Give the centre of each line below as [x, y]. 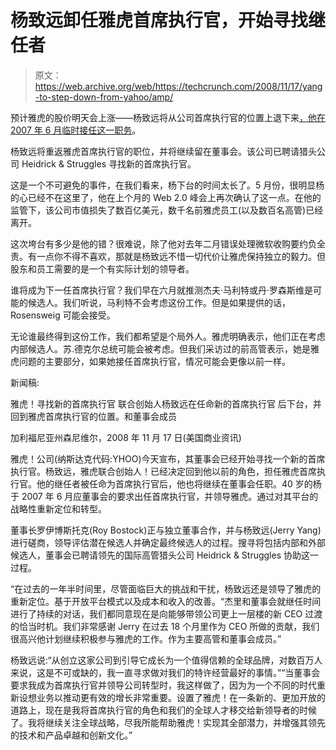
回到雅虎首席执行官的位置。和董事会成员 [93, 416]
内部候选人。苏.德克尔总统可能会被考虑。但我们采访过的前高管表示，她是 [161, 348]
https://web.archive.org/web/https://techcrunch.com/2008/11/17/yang [178, 86]
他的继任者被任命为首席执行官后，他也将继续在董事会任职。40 [164, 483]
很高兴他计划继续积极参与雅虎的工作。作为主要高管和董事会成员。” [146, 638]
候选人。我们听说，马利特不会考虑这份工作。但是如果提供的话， [159, 302]
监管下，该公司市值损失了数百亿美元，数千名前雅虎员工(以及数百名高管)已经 [167, 210]
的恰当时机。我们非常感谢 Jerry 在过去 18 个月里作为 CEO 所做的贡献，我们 [165, 626]
